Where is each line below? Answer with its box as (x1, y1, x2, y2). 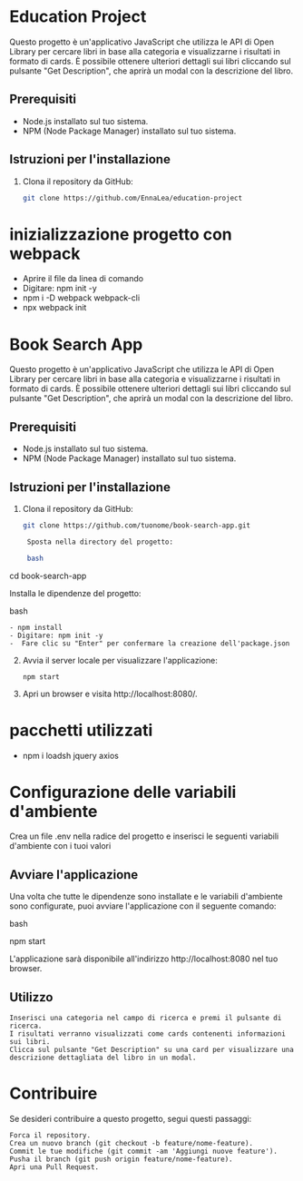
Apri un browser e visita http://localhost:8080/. (22, 688, 198, 699)
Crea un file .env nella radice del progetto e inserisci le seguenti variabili (9, 831, 279, 841)
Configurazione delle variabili (9, 782, 237, 802)
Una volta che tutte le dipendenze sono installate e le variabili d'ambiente (9, 891, 283, 902)
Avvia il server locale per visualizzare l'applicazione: (22, 654, 218, 665)
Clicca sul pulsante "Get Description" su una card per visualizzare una (9, 1046, 295, 1055)
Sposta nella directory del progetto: (26, 537, 174, 546)
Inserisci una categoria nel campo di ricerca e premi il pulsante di (9, 1014, 282, 1023)
